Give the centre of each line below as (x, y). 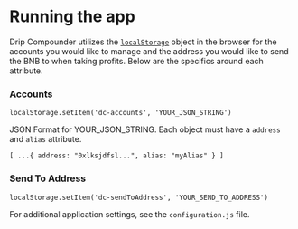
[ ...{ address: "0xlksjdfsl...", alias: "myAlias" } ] (116, 156)
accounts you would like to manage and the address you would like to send (149, 51)
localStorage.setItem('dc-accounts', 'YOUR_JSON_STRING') (121, 113)
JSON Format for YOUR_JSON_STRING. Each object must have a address (145, 129)
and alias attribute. (46, 139)
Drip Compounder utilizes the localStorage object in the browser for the (143, 42)
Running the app (72, 17)
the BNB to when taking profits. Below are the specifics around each (136, 61)
